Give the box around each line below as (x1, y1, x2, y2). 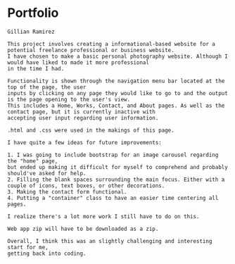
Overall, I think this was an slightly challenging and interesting (7, 237, 212, 244)
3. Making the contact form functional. (7, 188, 128, 195)
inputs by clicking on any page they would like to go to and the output (7, 89, 229, 96)
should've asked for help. (7, 170, 87, 177)
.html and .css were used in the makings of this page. (7, 127, 174, 134)
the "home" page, (7, 157, 58, 165)
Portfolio (7, 5, 59, 21)
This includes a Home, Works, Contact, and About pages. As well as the (7, 102, 225, 109)
